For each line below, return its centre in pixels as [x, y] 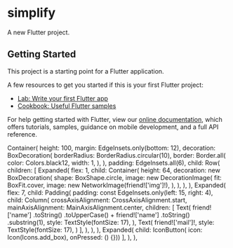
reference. [22, 134]
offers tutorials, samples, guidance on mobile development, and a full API [113, 127]
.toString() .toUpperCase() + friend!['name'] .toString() [112, 214]
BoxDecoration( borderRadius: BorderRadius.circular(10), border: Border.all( [116, 155]
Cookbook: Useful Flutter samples [67, 106]
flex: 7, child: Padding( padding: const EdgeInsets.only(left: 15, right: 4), [110, 192]
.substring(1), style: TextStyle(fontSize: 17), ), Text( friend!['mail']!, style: [111, 222]
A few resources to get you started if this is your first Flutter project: [105, 85]
